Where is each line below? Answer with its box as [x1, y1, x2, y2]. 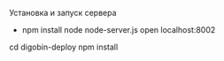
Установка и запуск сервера [9, 8, 117, 18]
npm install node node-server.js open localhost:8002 [21, 25, 216, 34]
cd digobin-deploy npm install [9, 42, 119, 52]
